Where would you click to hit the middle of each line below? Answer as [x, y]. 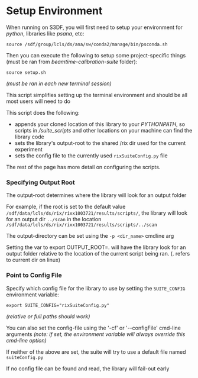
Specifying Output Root [40, 182]
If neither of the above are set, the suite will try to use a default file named [96, 352]
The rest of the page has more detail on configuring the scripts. [83, 167]
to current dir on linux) [33, 260]
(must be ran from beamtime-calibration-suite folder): [72, 62]
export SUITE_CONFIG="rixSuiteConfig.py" [58, 305]
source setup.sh [26, 72]
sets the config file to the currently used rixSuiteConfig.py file [91, 156]
